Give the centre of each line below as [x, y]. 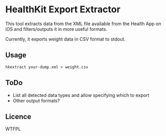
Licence [19, 116]
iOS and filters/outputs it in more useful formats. [56, 29]
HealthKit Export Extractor [63, 9]
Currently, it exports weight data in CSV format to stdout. [66, 39]
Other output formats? [36, 101]
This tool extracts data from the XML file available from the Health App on [83, 24]
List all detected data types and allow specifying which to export [81, 95]
